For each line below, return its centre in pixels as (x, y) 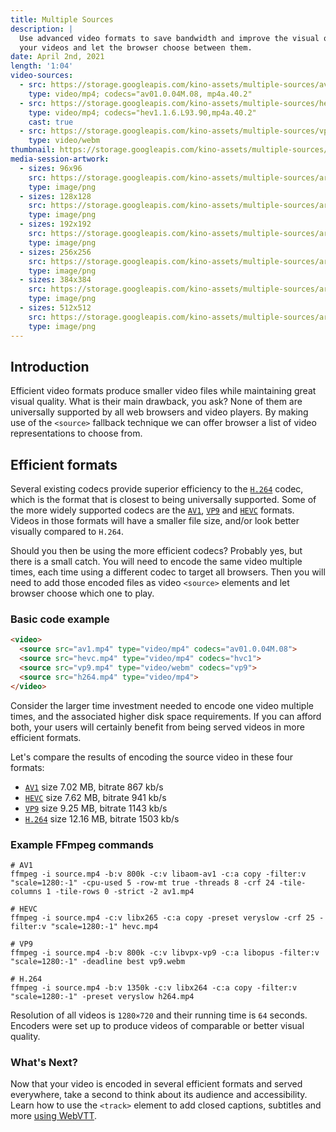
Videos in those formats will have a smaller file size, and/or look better (155, 521)
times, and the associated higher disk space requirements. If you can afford (166, 716)
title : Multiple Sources (62, 19)
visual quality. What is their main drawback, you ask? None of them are (156, 402)
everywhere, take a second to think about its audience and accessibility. (159, 1095)
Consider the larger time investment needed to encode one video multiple (162, 705)
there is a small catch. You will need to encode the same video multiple (156, 562)
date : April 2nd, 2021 (57, 57)
